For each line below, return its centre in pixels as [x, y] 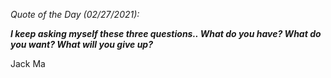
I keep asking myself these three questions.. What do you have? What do [166, 33]
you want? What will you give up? [82, 44]
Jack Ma [28, 63]
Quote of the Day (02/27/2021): [75, 14]
